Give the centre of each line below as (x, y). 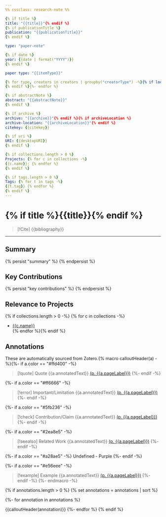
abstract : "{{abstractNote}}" (36, 100)
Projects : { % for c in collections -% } (46, 159)
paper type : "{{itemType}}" (34, 73)
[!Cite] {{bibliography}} (41, 229)
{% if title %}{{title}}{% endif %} (74, 215)
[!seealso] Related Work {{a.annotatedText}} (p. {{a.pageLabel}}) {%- (88, 441)
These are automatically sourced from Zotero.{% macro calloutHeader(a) (80, 359)
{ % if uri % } (19, 137)
